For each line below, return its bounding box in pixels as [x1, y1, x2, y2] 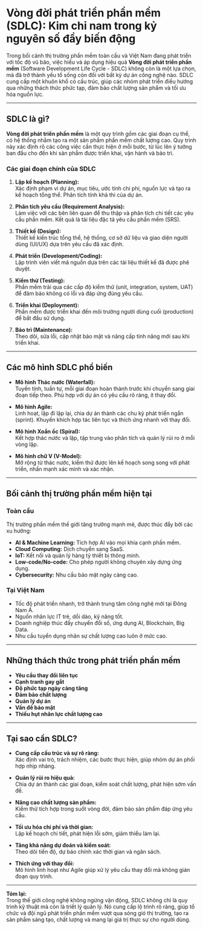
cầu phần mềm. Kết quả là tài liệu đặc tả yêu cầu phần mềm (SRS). [14, 216, 181, 223]
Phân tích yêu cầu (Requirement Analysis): [14, 203, 125, 211]
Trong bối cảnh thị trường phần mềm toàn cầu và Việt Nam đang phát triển [6, 52, 192, 59]
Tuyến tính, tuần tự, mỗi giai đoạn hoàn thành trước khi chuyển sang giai [14, 385, 195, 392]
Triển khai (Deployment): [14, 302, 80, 309]
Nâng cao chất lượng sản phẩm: [14, 799, 97, 806]
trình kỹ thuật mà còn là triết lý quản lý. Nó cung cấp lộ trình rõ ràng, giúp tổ [6, 903, 195, 910]
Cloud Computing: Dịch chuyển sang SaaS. [14, 545, 124, 552]
